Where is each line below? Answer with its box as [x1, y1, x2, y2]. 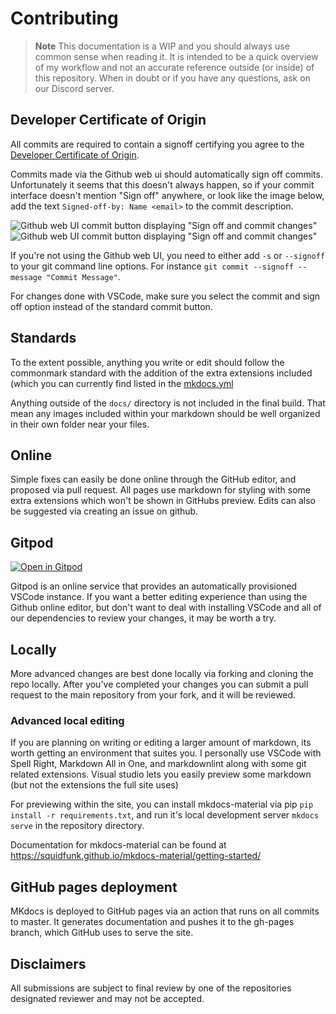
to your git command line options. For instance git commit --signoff [10, 260, 294, 272]
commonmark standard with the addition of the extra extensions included [10, 367, 313, 379]
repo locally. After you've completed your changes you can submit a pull [10, 678, 309, 690]
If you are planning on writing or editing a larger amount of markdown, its [10, 737, 312, 749]
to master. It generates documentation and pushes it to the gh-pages [10, 916, 295, 928]
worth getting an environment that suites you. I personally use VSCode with [10, 747, 322, 759]
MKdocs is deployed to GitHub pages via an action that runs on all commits [10, 905, 320, 917]
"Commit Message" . [46, 270, 121, 282]
